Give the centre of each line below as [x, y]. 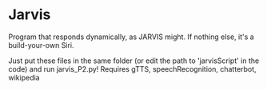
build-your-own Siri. [41, 45]
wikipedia [24, 77]
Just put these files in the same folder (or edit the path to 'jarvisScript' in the [134, 61]
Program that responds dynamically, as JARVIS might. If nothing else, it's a [131, 37]
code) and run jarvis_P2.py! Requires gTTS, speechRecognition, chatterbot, [133, 68]
